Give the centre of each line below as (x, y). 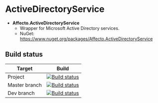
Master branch (25, 85)
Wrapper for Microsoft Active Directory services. (70, 28)
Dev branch (21, 93)
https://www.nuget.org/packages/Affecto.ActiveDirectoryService (86, 39)
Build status (24, 54)
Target (25, 68)
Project (16, 77)
